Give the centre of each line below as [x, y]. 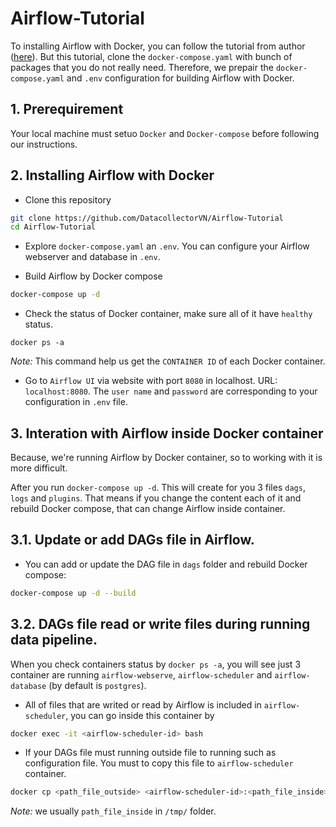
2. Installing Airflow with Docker [112, 175]
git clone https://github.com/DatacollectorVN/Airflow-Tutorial [147, 218]
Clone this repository [68, 199]
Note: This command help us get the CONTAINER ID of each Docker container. [168, 361]
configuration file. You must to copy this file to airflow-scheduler [159, 763]
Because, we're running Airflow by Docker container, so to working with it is [166, 457]
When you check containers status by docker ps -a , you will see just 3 [156, 664]
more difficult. [39, 468]
